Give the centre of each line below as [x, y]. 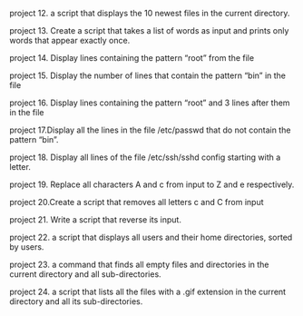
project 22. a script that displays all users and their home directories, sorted [151, 237]
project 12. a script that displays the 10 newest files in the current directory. [150, 13]
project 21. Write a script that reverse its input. [95, 220]
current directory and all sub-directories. [85, 274]
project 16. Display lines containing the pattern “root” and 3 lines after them [150, 103]
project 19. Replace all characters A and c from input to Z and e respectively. [152, 184]
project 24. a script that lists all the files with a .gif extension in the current [148, 291]
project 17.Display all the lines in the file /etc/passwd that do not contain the [150, 130]
